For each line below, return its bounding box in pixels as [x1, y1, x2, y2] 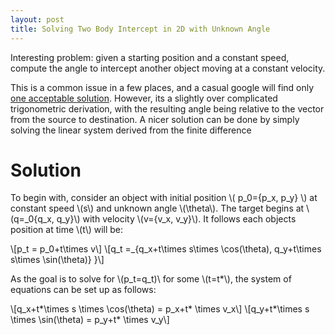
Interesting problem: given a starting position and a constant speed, [10, 51, 290, 63]
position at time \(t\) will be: [10, 224, 124, 236]
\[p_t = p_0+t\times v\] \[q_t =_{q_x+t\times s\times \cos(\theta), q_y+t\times [10, 243, 322, 255]
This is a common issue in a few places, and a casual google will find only [10, 81, 315, 93]
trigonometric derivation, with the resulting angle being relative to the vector [10, 102, 325, 115]
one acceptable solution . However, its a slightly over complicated [10, 92, 278, 104]
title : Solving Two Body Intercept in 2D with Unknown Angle [10, 24, 271, 34]
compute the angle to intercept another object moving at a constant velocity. [10, 62, 326, 74]
